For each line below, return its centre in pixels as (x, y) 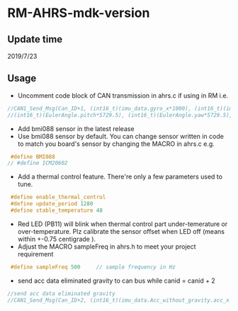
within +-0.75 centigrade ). (57, 239)
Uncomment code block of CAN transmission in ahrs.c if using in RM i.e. (123, 95)
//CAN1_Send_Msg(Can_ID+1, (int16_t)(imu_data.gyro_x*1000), (100, 108)
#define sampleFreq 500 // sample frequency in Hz (93, 267)
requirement (35, 254)
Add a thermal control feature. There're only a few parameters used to (120, 177)
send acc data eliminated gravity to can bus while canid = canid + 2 (117, 281)
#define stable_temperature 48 (56, 210)
